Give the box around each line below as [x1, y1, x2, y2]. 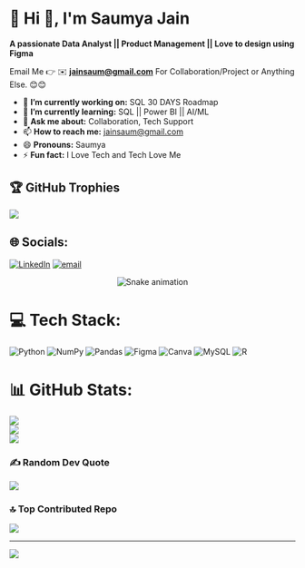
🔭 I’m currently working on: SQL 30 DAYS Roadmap [22, 96, 219, 107]
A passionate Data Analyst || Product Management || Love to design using [9, 38, 295, 49]
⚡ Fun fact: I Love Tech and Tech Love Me [22, 149, 182, 160]
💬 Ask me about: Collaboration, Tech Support [22, 115, 194, 126]
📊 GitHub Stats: [9, 379, 133, 400]
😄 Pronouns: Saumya [22, 139, 106, 150]
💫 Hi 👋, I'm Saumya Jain [9, 8, 191, 29]
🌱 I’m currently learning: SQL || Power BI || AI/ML [22, 106, 210, 117]
